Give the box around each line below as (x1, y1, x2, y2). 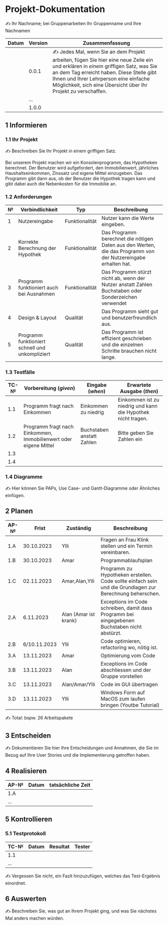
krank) (61, 617, 77, 624)
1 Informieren (5, 121, 47, 130)
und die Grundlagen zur (100, 584, 156, 591)
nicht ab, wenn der (101, 275, 145, 282)
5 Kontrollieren (5, 815, 52, 824)
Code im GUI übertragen (100, 681, 158, 688)
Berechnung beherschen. (100, 590, 160, 597)
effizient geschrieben (101, 335, 151, 342)
